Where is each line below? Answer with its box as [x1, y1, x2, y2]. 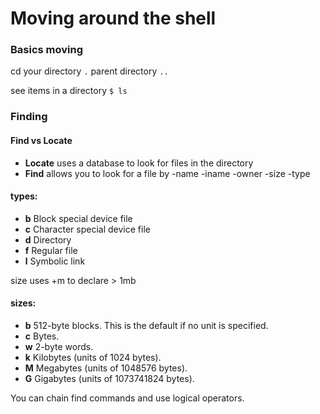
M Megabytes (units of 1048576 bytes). [24, 362, 188, 374]
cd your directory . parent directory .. [10, 65, 169, 77]
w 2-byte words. [24, 341, 94, 353]
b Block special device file [24, 212, 133, 224]
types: [10, 190, 38, 202]
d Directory [24, 233, 72, 246]
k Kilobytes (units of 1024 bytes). [24, 352, 162, 364]
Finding [10, 110, 48, 124]
